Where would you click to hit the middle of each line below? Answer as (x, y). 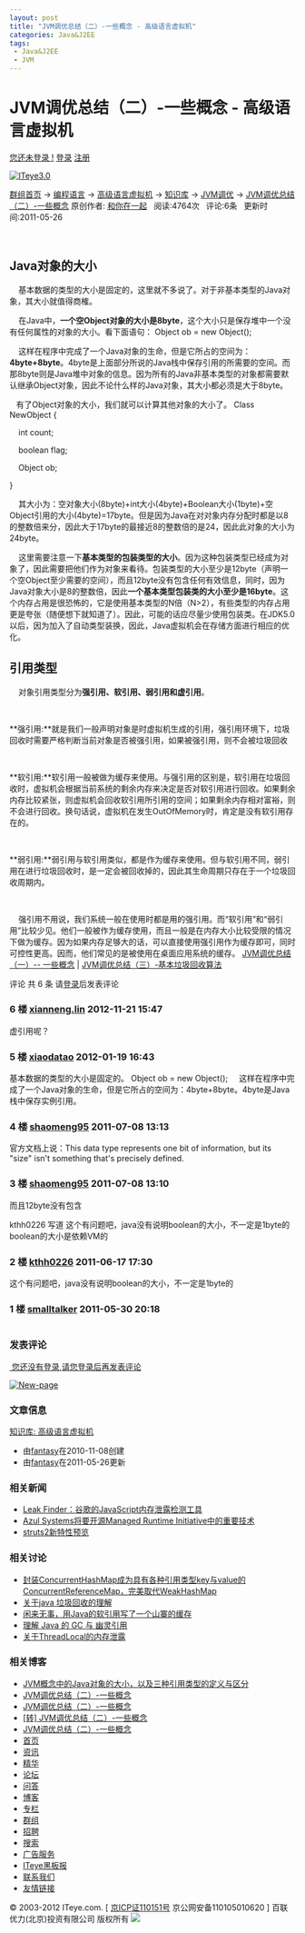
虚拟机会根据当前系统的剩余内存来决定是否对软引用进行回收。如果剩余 (164, 788)
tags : (20, 43)
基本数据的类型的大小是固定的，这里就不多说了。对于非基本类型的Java (150, 289)
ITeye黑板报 (45, 1865)
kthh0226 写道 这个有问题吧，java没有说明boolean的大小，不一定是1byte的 (150, 1224)
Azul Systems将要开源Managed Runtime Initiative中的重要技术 (139, 1521)
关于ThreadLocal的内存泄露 (74, 1636)
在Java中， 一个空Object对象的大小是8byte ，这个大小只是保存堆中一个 (150, 320)
